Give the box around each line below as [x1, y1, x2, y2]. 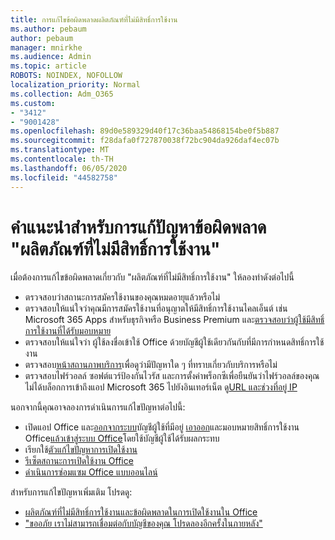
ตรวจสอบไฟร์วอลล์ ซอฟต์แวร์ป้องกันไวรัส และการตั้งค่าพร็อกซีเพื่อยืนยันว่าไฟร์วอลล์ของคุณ [24, 370, 320, 382]
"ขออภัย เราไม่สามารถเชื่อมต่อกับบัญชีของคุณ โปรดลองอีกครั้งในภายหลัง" [24, 517, 263, 530]
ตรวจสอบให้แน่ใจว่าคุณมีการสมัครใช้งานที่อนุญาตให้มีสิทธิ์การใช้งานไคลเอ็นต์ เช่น [24, 302, 288, 315]
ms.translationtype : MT [10, 145, 110, 155]
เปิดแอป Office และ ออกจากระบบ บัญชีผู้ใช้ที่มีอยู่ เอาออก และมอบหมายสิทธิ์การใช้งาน [24, 421, 300, 433]
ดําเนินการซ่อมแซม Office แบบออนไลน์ [24, 466, 158, 478]
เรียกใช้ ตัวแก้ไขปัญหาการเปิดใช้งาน [24, 444, 138, 456]
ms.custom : [10, 98, 56, 108]
